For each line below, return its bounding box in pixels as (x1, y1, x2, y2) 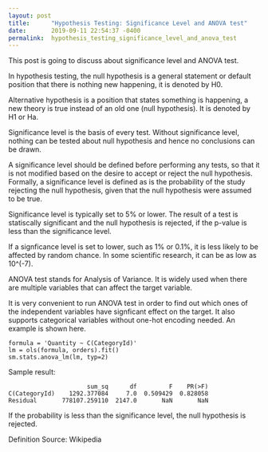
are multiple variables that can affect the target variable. (8, 283, 193, 292)
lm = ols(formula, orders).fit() (8, 347, 120, 355)
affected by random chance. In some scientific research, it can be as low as (8, 251, 257, 260)
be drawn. (8, 145, 42, 154)
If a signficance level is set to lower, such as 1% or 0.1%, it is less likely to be (8, 242, 259, 252)
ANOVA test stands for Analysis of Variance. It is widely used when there (8, 275, 248, 284)
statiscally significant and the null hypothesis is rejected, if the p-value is (8, 218, 247, 228)
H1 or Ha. (8, 113, 38, 122)
